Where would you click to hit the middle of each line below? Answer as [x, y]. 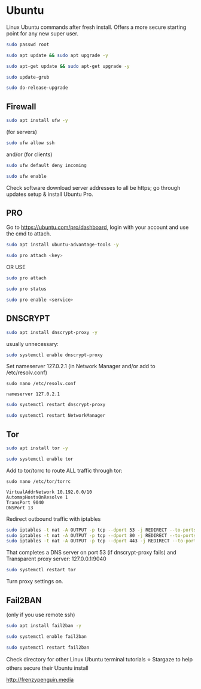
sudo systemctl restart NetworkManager [56, 416]
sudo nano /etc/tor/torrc [38, 481]
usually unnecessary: [32, 344]
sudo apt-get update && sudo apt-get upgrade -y [68, 66]
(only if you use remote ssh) [41, 615]
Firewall [21, 107]
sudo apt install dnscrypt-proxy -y [52, 332]
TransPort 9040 [25, 502]
